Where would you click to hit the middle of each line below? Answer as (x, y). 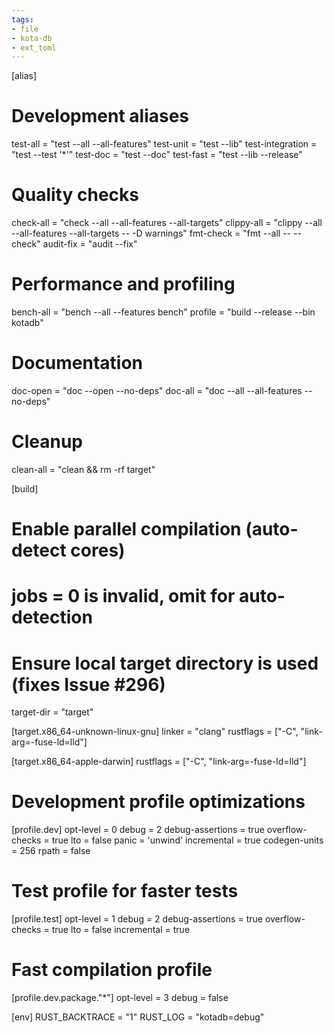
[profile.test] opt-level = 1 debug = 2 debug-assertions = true (137, 919)
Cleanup (47, 442)
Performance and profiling (123, 284)
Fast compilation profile (112, 970)
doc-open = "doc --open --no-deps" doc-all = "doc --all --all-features (157, 390)
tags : (22, 19)
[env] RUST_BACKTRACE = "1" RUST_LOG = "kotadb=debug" (138, 1017)
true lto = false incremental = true (121, 930)
